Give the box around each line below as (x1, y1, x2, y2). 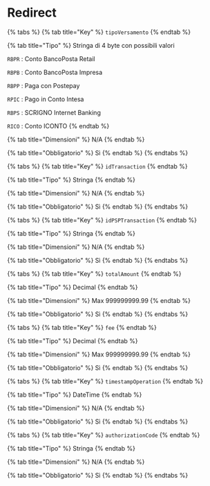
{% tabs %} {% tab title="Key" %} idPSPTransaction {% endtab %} (7, 216, 198, 224)
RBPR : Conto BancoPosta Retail (7, 54, 95, 63)
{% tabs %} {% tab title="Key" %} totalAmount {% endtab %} (7, 269, 182, 278)
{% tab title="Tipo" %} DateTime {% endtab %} (7, 390, 142, 399)
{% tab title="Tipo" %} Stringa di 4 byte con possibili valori (7, 41, 175, 49)
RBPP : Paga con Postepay (7, 81, 80, 89)
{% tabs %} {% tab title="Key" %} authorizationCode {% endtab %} (7, 431, 200, 439)
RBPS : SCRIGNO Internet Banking (7, 108, 102, 116)
